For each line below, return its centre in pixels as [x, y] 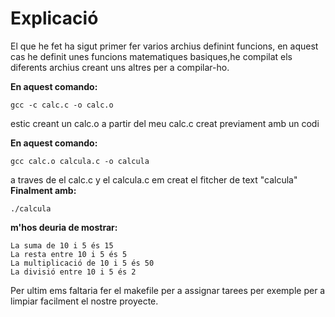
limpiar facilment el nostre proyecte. [84, 301]
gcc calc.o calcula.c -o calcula [80, 161]
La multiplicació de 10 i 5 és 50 [82, 263]
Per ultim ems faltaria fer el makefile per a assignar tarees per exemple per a [168, 290]
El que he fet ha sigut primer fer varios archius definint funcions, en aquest [164, 46]
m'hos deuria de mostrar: [64, 227]
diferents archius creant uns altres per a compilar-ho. [120, 67]
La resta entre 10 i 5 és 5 [69, 254]
